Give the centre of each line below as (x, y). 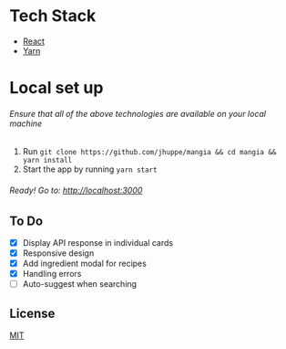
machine (26, 123)
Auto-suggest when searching (80, 284)
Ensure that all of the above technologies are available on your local (138, 113)
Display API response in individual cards (98, 242)
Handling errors (52, 274)
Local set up (56, 88)
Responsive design (58, 253)
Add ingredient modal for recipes (85, 264)
